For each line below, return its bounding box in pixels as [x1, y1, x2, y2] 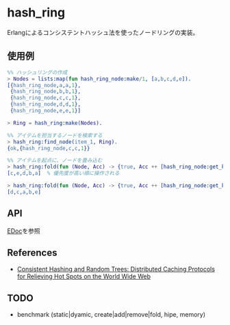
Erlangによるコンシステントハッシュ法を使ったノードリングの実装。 [7, 28, 199, 36]
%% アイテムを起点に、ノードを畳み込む [7, 157, 103, 164]
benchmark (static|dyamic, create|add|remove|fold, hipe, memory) [16, 311, 206, 319]
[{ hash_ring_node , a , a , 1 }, [7, 82, 81, 88]
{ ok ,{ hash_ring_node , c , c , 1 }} [7, 145, 90, 152]
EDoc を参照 [7, 226, 40, 234]
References [7, 247, 57, 258]
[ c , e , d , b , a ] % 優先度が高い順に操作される [7, 170, 120, 177]
